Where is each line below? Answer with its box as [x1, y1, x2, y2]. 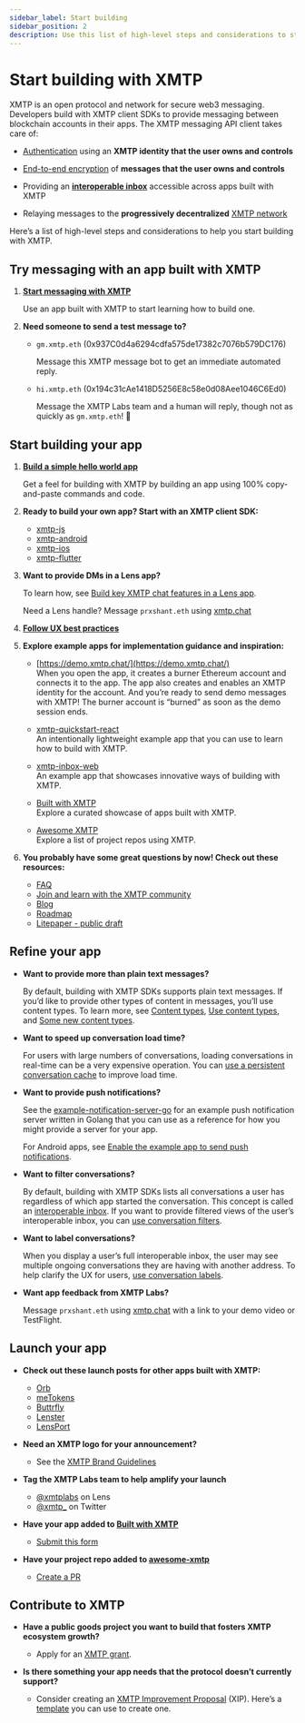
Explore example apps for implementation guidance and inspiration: [22, 640, 284, 651]
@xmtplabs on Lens [35, 1491, 111, 1502]
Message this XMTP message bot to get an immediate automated [35, 356, 281, 368]
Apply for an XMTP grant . [35, 1649, 132, 1659]
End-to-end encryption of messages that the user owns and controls [22, 163, 285, 174]
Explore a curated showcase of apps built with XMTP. [35, 807, 237, 818]
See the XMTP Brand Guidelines [35, 1456, 157, 1467]
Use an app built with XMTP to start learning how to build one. [22, 303, 256, 314]
